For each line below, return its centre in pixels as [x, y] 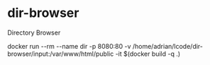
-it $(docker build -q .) [148, 54]
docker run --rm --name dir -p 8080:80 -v [69, 46]
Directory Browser [34, 32]
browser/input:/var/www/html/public [61, 54]
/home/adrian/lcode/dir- [168, 46]
